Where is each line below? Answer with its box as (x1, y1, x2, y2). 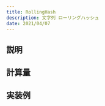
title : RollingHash (6, 9, 56, 15)
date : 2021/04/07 (6, 20, 51, 26)
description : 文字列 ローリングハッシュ (6, 15, 100, 21)
